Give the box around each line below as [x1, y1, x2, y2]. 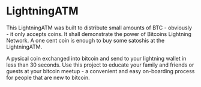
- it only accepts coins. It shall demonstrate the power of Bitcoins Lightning [6, 30, 192, 37]
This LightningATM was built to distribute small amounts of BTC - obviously [6, 24, 192, 31]
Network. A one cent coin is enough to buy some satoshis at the [6, 37, 165, 44]
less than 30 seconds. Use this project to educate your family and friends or [6, 61, 194, 68]
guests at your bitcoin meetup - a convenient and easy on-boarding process [6, 67, 195, 74]
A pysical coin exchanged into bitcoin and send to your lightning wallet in [6, 55, 187, 62]
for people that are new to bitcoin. [6, 74, 90, 81]
